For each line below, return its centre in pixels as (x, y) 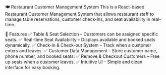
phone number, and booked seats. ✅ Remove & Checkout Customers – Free (82, 56)
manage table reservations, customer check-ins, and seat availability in (78, 19)
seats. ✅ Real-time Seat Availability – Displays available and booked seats (80, 39)
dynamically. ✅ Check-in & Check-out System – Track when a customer (78, 45)
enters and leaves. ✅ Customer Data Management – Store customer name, (81, 51)
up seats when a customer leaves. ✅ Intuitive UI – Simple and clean (74, 62)
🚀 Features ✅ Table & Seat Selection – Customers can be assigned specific (82, 34)
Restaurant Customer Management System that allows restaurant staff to (80, 14)
